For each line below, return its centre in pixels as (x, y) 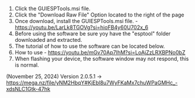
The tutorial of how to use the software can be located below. (89, 46)
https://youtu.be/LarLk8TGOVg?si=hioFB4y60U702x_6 (81, 27)
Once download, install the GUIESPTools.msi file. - (76, 21)
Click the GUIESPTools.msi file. (52, 9)
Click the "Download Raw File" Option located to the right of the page (100, 15)
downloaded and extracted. (48, 40)
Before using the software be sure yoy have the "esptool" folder (92, 34)
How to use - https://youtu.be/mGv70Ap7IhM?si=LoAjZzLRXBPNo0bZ (100, 52)
